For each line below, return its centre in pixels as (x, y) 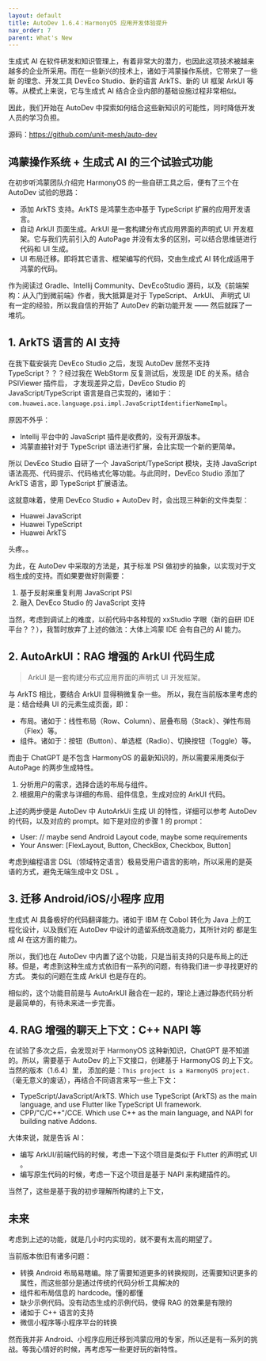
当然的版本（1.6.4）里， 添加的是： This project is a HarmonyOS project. (129, 1070)
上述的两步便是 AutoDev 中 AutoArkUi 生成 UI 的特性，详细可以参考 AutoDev (133, 811)
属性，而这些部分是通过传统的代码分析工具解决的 (99, 1283)
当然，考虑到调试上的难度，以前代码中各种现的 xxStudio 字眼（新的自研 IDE (131, 619)
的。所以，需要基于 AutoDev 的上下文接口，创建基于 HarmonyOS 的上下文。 (133, 1061)
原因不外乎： (29, 419)
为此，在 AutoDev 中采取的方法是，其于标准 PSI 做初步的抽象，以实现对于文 (132, 566)
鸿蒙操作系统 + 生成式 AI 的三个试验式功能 (110, 162)
